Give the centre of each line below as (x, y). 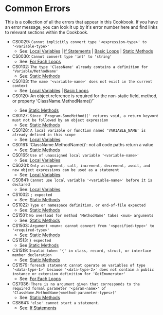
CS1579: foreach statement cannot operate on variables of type (79, 265)
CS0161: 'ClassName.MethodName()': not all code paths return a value (83, 144)
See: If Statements (38, 308)
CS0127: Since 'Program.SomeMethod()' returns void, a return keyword (85, 115)
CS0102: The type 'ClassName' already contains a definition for (80, 67)
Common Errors (38, 9)
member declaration (32, 255)
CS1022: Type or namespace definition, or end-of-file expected (79, 205)
